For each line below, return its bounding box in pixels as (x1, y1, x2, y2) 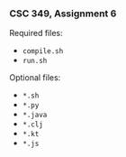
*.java (22, 111, 48, 120)
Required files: (9, 28, 63, 39)
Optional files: (9, 72, 61, 83)
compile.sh (22, 47, 64, 56)
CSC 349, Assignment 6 (9, 7, 117, 20)
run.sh (22, 57, 48, 66)
